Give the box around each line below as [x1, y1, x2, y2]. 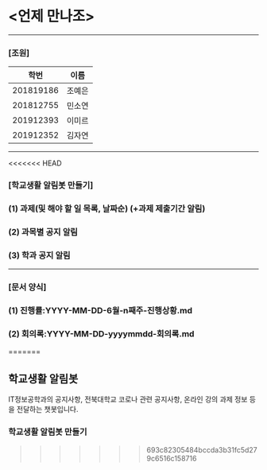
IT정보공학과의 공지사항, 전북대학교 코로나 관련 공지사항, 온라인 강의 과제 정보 [8, 394, 248, 404]
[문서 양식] [8, 282, 47, 293]
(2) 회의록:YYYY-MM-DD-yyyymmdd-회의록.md [8, 328, 195, 340]
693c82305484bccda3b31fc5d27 [146, 445, 257, 454]
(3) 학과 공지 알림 [8, 250, 71, 261]
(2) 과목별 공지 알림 [8, 227, 78, 237]
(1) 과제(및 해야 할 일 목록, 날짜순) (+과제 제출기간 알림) [8, 204, 206, 215]
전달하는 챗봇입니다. [16, 405, 79, 414]
